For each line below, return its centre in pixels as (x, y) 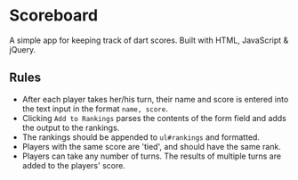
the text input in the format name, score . (95, 109)
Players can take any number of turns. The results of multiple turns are (152, 156)
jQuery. (23, 49)
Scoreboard (54, 16)
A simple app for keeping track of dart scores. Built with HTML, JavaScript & (149, 40)
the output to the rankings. (71, 127)
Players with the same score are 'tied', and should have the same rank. (152, 146)
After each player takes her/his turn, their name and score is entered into (155, 99)
